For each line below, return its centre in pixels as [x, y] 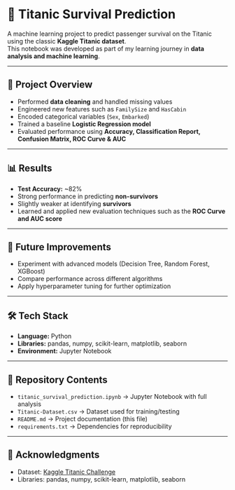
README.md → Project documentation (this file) [83, 419]
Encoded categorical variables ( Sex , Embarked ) [83, 116]
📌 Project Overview [50, 84]
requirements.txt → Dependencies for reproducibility [95, 426]
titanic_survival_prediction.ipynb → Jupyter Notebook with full [112, 396]
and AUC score [40, 218]
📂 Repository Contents [58, 380]
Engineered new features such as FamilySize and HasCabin [102, 109]
